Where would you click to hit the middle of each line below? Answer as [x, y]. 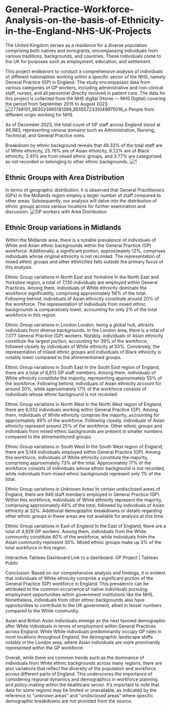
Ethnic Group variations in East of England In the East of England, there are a [86, 526]
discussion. [17, 211]
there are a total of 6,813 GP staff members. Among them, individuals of [81, 372]
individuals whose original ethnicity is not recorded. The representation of [83, 256]
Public [12, 563]
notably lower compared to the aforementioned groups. [64, 357]
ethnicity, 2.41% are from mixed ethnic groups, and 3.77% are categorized [83, 156]
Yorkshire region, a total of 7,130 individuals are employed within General [82, 282]
